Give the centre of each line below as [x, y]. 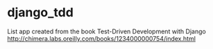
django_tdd [41, 13]
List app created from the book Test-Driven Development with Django [106, 31]
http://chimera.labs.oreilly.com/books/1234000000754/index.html [102, 38]
